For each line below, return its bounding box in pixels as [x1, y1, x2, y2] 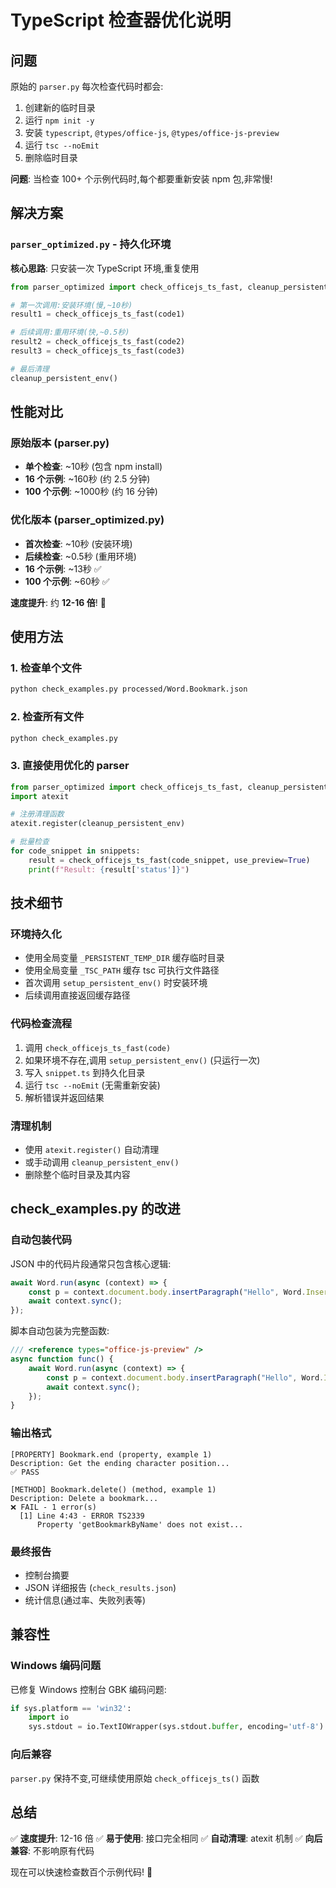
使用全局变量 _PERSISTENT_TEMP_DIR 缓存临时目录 [24, 952, 225, 964]
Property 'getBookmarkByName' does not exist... [36, 1519, 244, 1530]
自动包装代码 [10, 1233, 73, 1247]
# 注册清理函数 [10, 809, 65, 820]
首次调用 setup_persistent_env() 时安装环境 [24, 977, 208, 989]
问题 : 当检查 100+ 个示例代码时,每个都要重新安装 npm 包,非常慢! [10, 173, 273, 185]
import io [28, 1712, 70, 1723]
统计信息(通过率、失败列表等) [24, 1594, 147, 1606]
